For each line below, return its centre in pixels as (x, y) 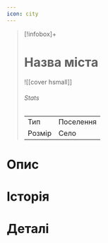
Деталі (28, 229)
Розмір (40, 133)
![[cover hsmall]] (48, 82)
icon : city (23, 14)
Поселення (77, 122)
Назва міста (61, 62)
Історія (28, 197)
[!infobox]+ (40, 34)
